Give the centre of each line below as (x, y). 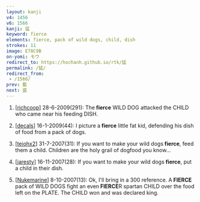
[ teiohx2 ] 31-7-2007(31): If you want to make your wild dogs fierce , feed (104, 144)
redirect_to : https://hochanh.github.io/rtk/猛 (66, 62)
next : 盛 (17, 90)
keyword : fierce (26, 34)
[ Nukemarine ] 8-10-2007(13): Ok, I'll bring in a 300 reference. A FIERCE (103, 180)
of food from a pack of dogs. (50, 132)
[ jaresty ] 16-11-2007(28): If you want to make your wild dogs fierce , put (103, 162)
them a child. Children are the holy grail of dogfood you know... (93, 150)
